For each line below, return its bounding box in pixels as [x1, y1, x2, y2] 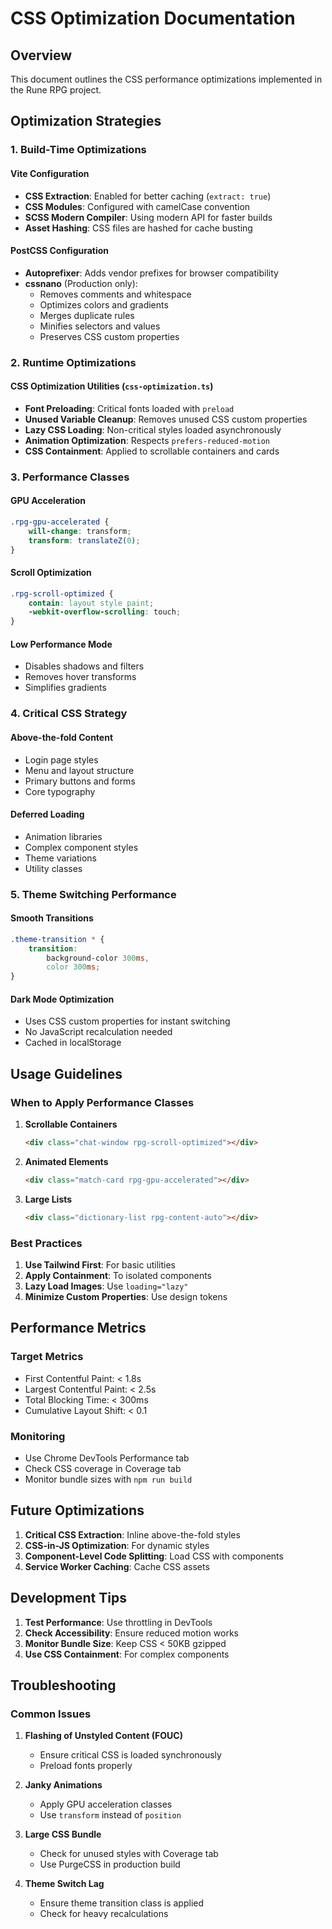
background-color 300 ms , [46, 953, 150, 963]
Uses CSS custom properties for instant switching [24, 1015, 231, 1027]
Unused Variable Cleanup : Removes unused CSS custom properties [24, 413, 308, 425]
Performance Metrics [10, 1320, 147, 1337]
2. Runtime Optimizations [10, 355, 137, 369]
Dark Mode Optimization [10, 993, 115, 1005]
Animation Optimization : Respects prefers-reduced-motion [24, 434, 271, 446]
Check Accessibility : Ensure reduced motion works [24, 1627, 239, 1639]
